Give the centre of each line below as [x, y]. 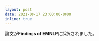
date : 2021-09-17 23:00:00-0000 [38, 14]
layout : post [18, 10]
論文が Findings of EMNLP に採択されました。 [51, 34]
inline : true [18, 19]
